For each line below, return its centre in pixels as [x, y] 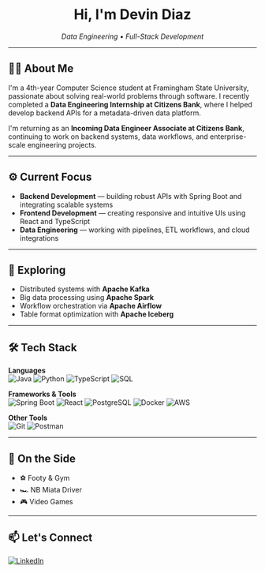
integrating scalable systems [66, 204]
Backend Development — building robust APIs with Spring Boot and [131, 196]
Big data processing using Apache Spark [87, 298]
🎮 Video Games [46, 502]
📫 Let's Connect [50, 538]
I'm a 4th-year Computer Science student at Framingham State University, [129, 88]
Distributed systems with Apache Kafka [84, 289]
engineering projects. [62, 144]
